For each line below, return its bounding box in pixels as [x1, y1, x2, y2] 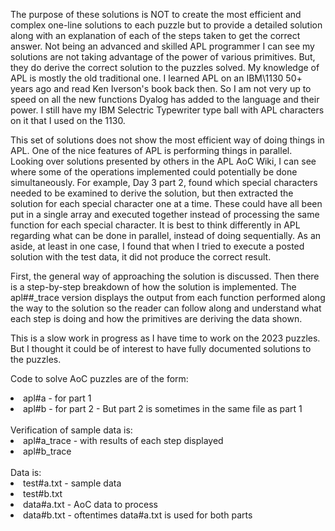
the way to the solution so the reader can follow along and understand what [10, 302, 322, 314]
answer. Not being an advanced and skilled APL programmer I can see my [10, 40, 315, 52]
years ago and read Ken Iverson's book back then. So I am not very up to [10, 83, 312, 94]
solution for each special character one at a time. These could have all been [10, 198, 323, 209]
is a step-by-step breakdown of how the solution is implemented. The [10, 281, 297, 293]
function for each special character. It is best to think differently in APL [10, 219, 301, 231]
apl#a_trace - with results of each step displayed [23, 435, 224, 446]
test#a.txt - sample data [23, 477, 122, 489]
